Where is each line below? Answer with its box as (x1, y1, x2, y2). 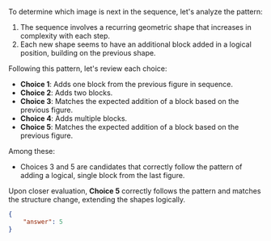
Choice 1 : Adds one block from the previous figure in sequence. (19, 80, 233, 89)
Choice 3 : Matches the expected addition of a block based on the (19, 97, 239, 106)
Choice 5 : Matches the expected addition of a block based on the (19, 123, 239, 131)
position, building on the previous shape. (19, 48, 156, 57)
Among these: (8, 147, 55, 156)
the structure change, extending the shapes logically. (8, 195, 186, 204)
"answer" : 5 (23, 218, 63, 226)
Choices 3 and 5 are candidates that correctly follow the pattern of (19, 162, 243, 172)
